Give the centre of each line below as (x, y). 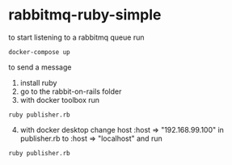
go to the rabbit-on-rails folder (71, 91)
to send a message (40, 67)
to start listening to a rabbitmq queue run (76, 37)
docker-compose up (39, 52)
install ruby (38, 82)
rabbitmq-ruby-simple (85, 15)
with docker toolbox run (59, 99)
